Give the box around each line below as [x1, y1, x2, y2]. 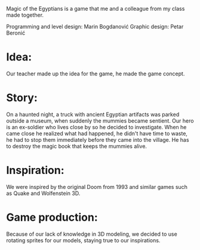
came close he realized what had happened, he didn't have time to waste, [6, 130, 188, 137]
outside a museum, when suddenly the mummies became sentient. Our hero [6, 117, 194, 124]
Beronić [6, 29, 26, 36]
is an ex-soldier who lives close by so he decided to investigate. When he [6, 123, 187, 130]
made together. [6, 11, 44, 19]
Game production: [6, 211, 99, 224]
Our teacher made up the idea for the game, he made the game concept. [6, 70, 185, 77]
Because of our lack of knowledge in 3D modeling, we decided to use [6, 230, 177, 237]
